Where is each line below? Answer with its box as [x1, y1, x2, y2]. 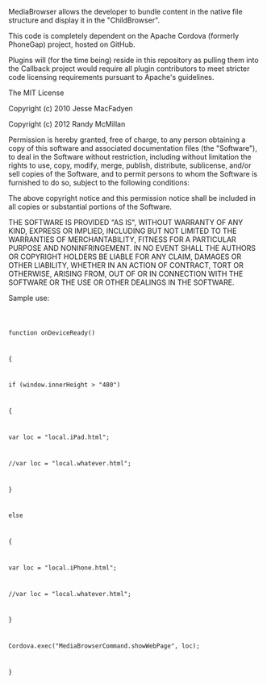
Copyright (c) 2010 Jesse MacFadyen [8, 104, 133, 113]
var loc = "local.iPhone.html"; [8, 564, 117, 572]
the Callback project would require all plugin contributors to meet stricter [8, 64, 250, 73]
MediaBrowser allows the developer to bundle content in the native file [8, 7, 244, 16]
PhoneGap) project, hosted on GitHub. [8, 40, 136, 49]
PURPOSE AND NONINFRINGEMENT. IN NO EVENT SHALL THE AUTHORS [8, 244, 257, 252]
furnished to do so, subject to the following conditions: [8, 177, 190, 187]
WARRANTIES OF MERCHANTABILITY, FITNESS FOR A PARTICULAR [8, 235, 236, 244]
